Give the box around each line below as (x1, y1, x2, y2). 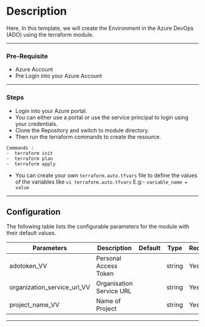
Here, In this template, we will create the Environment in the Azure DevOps (6, 24, 194, 32)
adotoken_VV (9, 262, 48, 270)
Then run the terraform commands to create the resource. (15, 133, 162, 140)
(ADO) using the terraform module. (6, 31, 94, 38)
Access (96, 262, 118, 270)
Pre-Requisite (6, 52, 48, 60)
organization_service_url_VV (9, 283, 90, 292)
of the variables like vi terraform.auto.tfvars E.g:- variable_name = (15, 178, 188, 185)
